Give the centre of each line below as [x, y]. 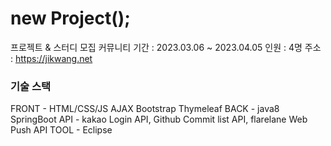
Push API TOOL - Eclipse [61, 130]
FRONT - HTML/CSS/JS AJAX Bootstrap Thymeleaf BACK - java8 [145, 109]
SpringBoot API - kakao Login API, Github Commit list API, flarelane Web [159, 119]
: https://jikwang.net [51, 58]
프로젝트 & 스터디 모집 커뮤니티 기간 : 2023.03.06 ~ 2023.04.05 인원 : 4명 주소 [166, 47]
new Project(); [70, 18]
